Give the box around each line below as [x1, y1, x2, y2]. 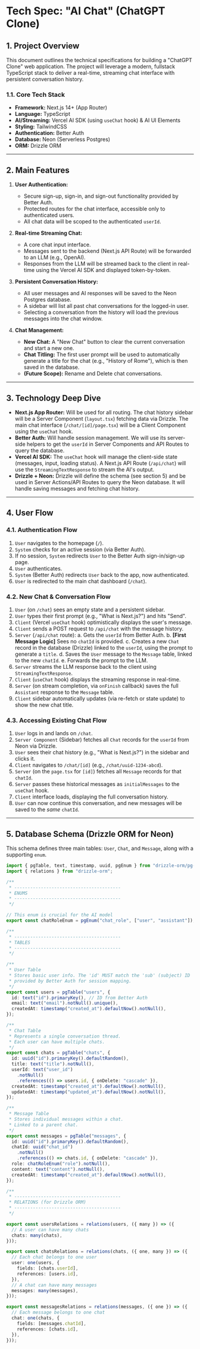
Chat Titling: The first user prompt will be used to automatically [23, 351, 180, 358]
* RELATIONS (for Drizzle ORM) [8, 1200, 86, 1206]
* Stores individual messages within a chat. [8, 1116, 124, 1122]
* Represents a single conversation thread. [8, 1033, 121, 1039]
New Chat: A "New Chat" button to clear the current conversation [23, 338, 186, 345]
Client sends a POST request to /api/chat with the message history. [14, 625, 184, 632]
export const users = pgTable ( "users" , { [6, 989, 111, 995]
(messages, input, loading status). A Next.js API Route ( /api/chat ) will [14, 459, 186, 467]
